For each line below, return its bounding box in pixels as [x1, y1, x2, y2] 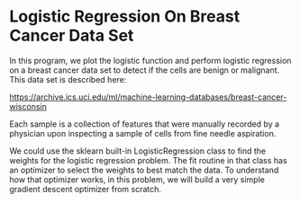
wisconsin [9, 101, 47, 111]
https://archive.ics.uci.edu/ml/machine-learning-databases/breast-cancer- [9, 92, 287, 102]
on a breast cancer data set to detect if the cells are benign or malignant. [9, 65, 280, 75]
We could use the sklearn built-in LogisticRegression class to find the [9, 146, 267, 156]
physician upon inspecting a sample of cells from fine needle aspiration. [9, 128, 277, 138]
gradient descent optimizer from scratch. [9, 183, 162, 194]
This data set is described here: [9, 74, 127, 84]
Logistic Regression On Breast [9, 6, 241, 27]
